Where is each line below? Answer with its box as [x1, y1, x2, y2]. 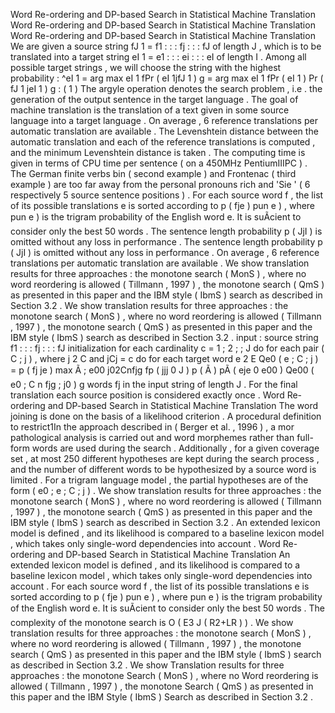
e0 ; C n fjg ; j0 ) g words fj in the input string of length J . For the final [10, 379, 298, 390]
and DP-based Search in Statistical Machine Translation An [47, 549, 291, 560]
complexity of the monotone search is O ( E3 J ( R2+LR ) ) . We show [10, 617, 294, 628]
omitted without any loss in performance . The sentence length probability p [10, 236, 323, 248]
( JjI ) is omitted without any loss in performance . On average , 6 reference [10, 247, 320, 258]
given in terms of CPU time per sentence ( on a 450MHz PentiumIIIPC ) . [10, 157, 308, 169]
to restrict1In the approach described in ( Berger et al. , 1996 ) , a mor [10, 421, 295, 433]
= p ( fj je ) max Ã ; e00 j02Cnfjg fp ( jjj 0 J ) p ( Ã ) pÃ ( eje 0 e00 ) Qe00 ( [10, 364, 315, 376]
